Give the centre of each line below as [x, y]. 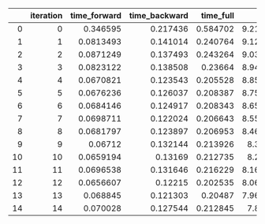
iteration [47, 15]
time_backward [159, 15]
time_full [218, 15]
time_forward [96, 15]
